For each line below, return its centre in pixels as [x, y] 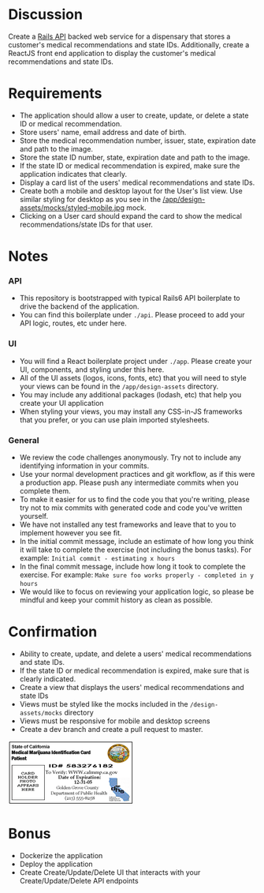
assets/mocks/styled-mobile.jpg [72, 208]
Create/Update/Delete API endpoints [79, 880]
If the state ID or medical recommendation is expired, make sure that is [134, 670]
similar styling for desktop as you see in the [90, 199]
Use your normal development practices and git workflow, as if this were [137, 474]
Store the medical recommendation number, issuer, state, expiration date [138, 141]
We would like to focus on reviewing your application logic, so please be [137, 591]
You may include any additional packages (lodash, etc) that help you [130, 394]
